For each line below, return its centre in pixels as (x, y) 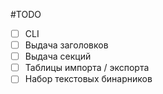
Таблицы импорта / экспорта (87, 68)
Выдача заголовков (66, 45)
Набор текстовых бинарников (88, 79)
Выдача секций (58, 56)
